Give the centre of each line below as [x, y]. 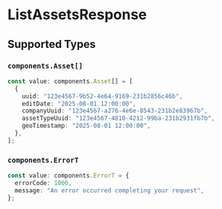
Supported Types [52, 44]
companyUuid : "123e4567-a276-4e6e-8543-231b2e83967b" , [115, 111]
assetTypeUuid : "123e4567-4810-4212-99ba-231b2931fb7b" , [119, 118]
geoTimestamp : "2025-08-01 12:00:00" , [86, 126]
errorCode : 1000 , [44, 183]
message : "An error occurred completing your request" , [109, 190]
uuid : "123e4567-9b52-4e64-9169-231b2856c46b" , [102, 96]
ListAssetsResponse [77, 15]
